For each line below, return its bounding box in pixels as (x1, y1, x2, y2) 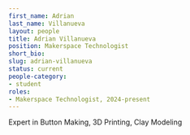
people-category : (8, 72, 67, 81)
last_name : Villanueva (8, 20, 85, 28)
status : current (8, 65, 63, 73)
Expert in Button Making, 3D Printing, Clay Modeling (8, 117, 183, 127)
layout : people (8, 27, 60, 35)
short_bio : (8, 50, 45, 58)
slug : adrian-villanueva (8, 58, 93, 66)
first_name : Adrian (8, 11, 75, 20)
